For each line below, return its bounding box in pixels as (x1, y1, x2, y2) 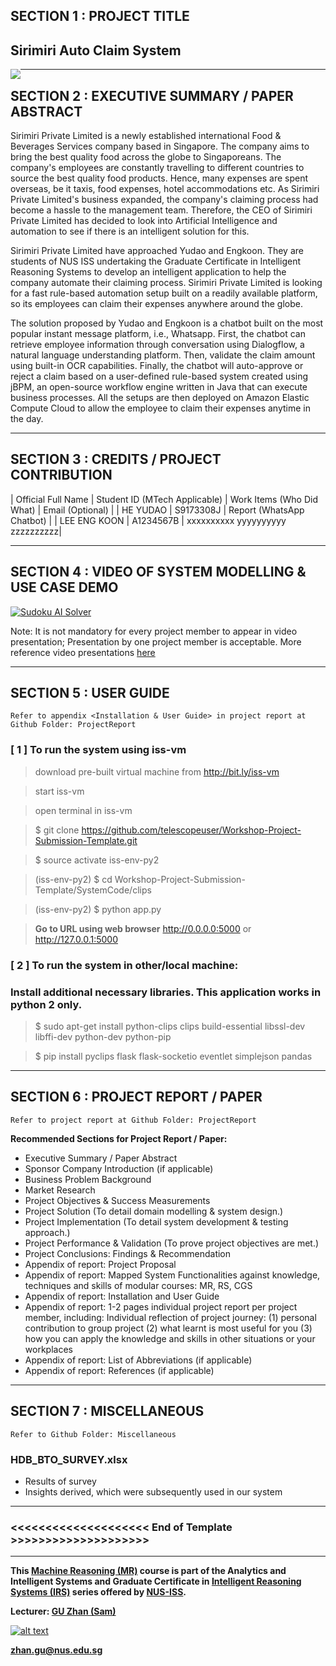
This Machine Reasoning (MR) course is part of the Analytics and (10, 1565, 287, 1577)
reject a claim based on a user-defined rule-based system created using (10, 370, 309, 383)
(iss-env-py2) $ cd (34, 873, 113, 885)
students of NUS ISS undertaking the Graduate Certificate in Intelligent (10, 255, 301, 268)
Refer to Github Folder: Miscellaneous (10, 1429, 177, 1439)
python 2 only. (10, 997, 83, 1011)
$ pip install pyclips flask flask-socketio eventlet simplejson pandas (34, 1050, 313, 1062)
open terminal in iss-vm (34, 804, 133, 816)
